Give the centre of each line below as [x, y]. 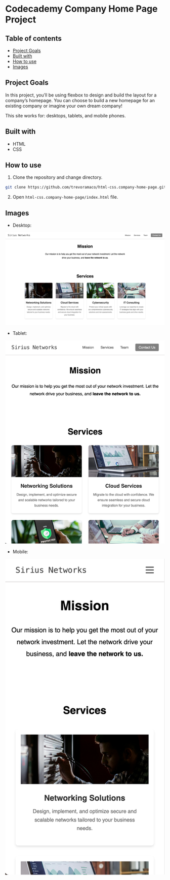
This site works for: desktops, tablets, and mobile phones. [66, 115]
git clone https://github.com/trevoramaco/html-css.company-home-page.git [86, 187]
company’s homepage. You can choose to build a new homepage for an [80, 100]
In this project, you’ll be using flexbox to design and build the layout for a [81, 95]
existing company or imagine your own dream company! [64, 106]
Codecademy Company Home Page [81, 9]
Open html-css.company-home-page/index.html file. [65, 197]
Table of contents [33, 38]
